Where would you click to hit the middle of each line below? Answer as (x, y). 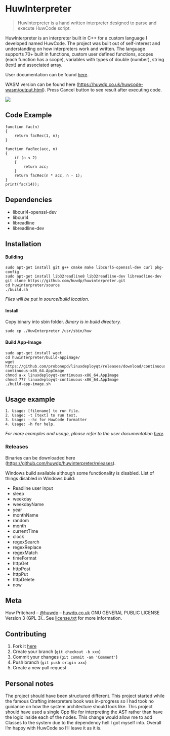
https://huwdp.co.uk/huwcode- (111, 84)
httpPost (22, 569)
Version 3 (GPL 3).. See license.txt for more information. (64, 618)
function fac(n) (22, 127)
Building (14, 257)
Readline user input (33, 488)
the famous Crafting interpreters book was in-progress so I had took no (80, 701)
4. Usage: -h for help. (30, 424)
